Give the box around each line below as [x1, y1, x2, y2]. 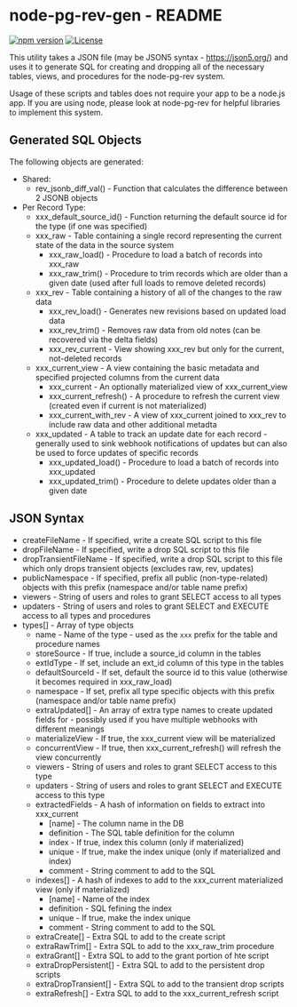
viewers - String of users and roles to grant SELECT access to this [35, 761, 277, 771]
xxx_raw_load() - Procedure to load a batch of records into [48, 249, 263, 260]
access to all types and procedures [21, 610, 151, 620]
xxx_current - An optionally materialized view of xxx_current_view [48, 381, 288, 392]
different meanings [35, 723, 105, 734]
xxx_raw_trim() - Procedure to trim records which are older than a [48, 268, 288, 278]
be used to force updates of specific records [35, 447, 199, 458]
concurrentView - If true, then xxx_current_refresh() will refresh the [35, 742, 282, 753]
